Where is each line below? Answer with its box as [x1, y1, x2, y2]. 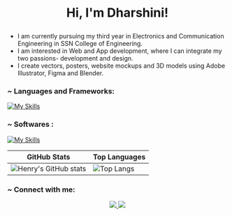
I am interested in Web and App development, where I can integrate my [17, 47, 222, 55]
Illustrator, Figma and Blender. [17, 69, 104, 77]
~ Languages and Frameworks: [7, 86, 115, 96]
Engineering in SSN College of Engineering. [17, 40, 143, 48]
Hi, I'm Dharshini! [66, 5, 169, 21]
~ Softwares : [7, 120, 54, 130]
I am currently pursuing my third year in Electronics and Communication [17, 32, 225, 40]
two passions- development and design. [17, 54, 134, 63]
